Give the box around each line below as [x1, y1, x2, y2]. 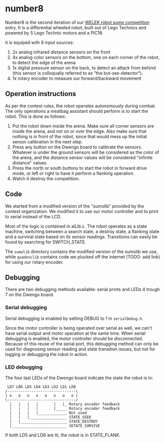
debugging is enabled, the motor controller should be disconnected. [5, 335, 143, 342]
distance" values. [12, 159, 48, 166]
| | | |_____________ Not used [9, 410, 87, 415]
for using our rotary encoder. [5, 259, 64, 265]
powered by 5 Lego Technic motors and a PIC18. [5, 30, 103, 36]
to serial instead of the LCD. [5, 213, 62, 219]
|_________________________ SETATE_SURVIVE [9, 423, 100, 428]
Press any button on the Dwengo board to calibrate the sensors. [12, 144, 142, 150]
